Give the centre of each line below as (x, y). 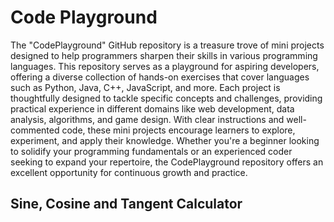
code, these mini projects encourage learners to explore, (178, 130)
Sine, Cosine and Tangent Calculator (126, 204)
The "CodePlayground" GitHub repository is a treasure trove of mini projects (167, 45)
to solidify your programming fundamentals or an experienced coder (151, 151)
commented (35, 130)
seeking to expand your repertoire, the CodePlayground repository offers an (167, 162)
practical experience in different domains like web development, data (152, 108)
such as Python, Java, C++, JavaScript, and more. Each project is (145, 87)
